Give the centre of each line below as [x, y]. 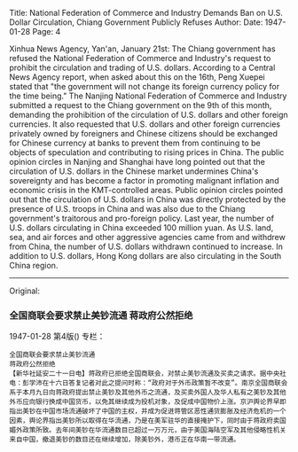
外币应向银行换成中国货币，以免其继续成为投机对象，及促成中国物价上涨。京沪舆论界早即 [148, 402]
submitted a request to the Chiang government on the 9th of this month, [141, 105]
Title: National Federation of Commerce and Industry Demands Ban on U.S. [146, 13]
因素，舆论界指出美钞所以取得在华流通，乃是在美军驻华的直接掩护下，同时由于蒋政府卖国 [148, 421]
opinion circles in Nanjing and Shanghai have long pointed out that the [137, 162]
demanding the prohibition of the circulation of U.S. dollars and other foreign [149, 115]
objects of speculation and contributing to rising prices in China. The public [147, 152]
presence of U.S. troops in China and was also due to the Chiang [127, 209]
